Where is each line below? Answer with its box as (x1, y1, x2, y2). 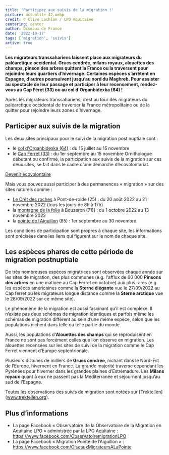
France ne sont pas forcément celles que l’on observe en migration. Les (5, 337, 154, 343)
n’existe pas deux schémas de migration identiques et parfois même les (5, 311, 154, 317)
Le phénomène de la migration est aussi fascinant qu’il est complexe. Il (5, 306, 152, 312)
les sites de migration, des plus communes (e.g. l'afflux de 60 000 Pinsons (5, 274, 161, 280)
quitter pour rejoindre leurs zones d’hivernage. (5, 107, 102, 113)
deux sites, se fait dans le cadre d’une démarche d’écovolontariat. (12, 161, 150, 167)
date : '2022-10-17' (5, 31, 46, 36)
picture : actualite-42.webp (5, 12, 65, 17)
